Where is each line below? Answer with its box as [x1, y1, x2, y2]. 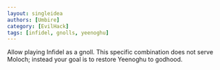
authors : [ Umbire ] [7, 16, 60, 23]
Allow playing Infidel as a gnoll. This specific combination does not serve [7, 48, 214, 56]
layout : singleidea [7, 10, 63, 17]
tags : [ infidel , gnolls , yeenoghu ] [7, 29, 109, 36]
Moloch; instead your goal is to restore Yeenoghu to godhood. [7, 56, 183, 64]
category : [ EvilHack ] [7, 23, 69, 30]
